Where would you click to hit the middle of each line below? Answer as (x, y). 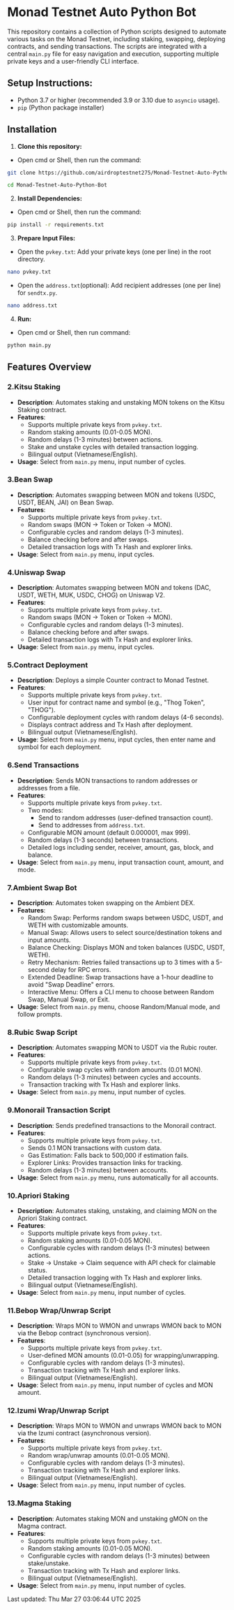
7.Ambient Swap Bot (42, 887)
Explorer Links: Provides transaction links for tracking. (105, 1162)
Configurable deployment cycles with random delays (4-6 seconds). (126, 718)
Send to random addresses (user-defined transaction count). (125, 818)
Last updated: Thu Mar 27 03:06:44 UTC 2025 (74, 1599)
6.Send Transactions (43, 765)
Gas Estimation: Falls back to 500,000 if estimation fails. (108, 1155)
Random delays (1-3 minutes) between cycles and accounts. (114, 1078)
